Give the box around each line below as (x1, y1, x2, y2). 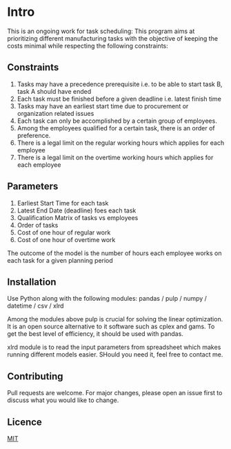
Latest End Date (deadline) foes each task (17, 206, 137, 214)
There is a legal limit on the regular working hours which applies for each (17, 139, 225, 147)
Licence (7, 416, 43, 428)
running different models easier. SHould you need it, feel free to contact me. (7, 350, 223, 359)
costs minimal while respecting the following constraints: (7, 41, 169, 50)
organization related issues (17, 109, 94, 117)
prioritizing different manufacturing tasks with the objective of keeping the (7, 34, 219, 42)
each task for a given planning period (7, 256, 114, 264)
